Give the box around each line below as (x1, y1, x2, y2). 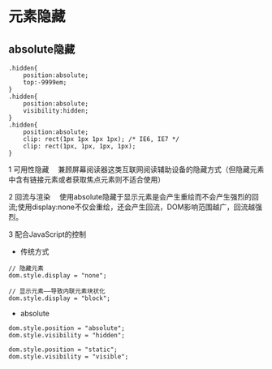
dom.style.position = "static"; (8, 345, 118, 354)
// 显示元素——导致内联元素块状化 (8, 287, 106, 295)
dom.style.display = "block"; (8, 294, 111, 302)
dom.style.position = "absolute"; (8, 324, 126, 333)
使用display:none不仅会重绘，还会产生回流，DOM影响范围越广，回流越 (17, 202, 256, 212)
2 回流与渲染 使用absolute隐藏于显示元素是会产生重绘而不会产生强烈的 (8, 192, 252, 201)
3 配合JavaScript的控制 (8, 230, 87, 239)
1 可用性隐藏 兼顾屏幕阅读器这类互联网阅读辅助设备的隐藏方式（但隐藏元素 (8, 165, 265, 174)
